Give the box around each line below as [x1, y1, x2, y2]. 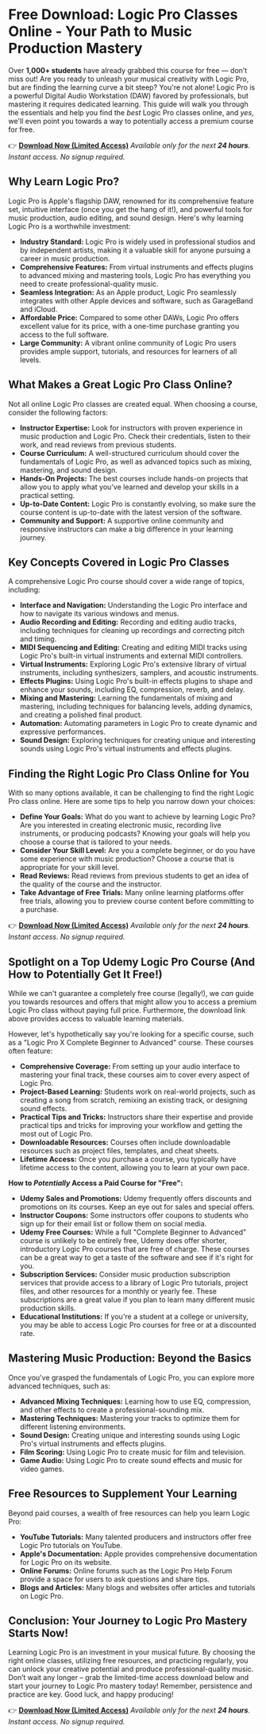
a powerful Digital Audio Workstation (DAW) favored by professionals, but [8, 91, 249, 100]
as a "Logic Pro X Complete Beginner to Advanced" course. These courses [8, 1038, 254, 1047]
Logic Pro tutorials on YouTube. [19, 1540, 123, 1550]
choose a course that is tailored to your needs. [19, 837, 172, 847]
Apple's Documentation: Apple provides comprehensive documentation [19, 1549, 258, 1558]
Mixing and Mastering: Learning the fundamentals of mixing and [19, 693, 233, 703]
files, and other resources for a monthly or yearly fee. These [19, 1287, 217, 1296]
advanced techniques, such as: [8, 1381, 111, 1391]
